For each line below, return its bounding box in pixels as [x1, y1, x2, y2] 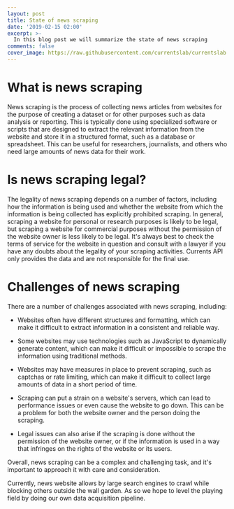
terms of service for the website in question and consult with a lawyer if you [7, 239, 226, 248]
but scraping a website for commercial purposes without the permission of [7, 225, 222, 233]
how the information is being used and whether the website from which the [7, 202, 224, 211]
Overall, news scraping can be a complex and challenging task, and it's [7, 458, 212, 466]
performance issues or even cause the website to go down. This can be [17, 400, 224, 410]
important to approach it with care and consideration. [7, 465, 161, 473]
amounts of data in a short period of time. [17, 379, 138, 389]
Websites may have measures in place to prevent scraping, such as [17, 365, 212, 373]
